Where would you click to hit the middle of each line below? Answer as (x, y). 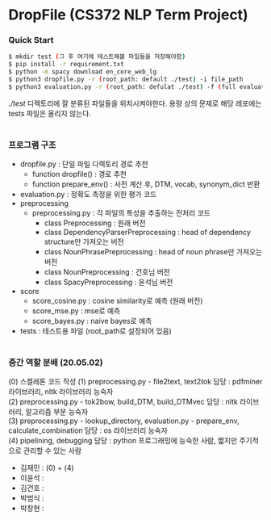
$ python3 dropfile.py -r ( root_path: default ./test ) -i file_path (126, 80)
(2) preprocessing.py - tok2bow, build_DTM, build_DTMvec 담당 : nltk (123, 402)
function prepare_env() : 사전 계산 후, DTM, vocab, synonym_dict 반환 (146, 184)
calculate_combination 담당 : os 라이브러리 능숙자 (88, 430)
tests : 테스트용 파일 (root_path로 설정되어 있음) (96, 331)
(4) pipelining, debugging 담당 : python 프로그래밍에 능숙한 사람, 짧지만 (123, 441)
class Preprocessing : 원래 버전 (95, 223)
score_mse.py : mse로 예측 (76, 311)
